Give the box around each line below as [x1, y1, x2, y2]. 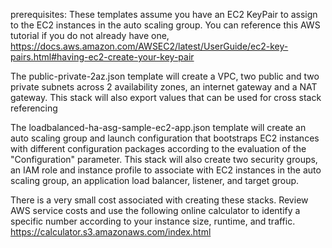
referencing [10, 102, 58, 114]
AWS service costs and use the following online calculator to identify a [10, 205, 301, 216]
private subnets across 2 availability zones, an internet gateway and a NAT [10, 81, 318, 93]
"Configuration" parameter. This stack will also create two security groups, [10, 154, 318, 165]
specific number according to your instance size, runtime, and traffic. [10, 215, 296, 227]
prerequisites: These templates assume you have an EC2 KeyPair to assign [10, 9, 318, 20]
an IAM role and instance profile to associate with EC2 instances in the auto [10, 164, 322, 176]
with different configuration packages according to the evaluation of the [10, 143, 307, 154]
